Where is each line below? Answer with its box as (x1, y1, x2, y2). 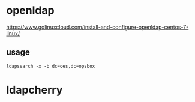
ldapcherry (6, 83, 63, 97)
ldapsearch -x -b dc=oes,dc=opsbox (6, 63, 95, 69)
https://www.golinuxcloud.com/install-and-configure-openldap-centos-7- (6, 23, 189, 31)
